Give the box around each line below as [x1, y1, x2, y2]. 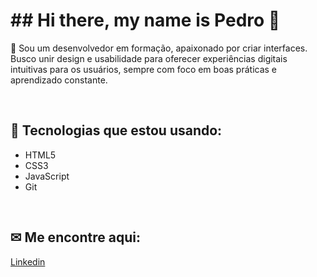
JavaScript [24, 170, 70, 182]
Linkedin [10, 255, 46, 268]
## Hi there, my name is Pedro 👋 [10, 9, 281, 32]
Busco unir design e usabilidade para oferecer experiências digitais [10, 52, 288, 64]
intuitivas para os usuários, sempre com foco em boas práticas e [10, 63, 278, 75]
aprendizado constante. [10, 74, 108, 86]
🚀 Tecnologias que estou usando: [10, 122, 223, 139]
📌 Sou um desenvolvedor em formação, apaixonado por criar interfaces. [10, 42, 308, 54]
